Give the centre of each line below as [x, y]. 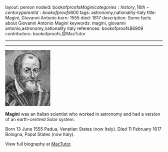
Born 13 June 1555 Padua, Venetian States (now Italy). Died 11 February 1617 [83, 129]
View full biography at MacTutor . [38, 144]
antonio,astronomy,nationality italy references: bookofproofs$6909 [74, 28]
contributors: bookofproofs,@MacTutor [45, 34]
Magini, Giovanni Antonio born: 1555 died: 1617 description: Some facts [78, 18]
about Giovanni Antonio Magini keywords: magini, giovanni [65, 23]
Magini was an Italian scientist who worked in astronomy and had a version [83, 114]
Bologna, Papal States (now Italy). [40, 134]
